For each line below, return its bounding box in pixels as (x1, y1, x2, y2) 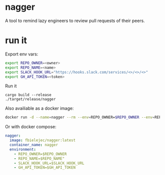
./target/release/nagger (5, 97, 56, 102)
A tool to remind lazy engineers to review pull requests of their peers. (5, 18, 145, 24)
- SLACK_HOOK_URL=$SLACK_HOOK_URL (14, 161, 84, 166)
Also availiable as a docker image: (5, 105, 74, 111)
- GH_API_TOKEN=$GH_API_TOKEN (14, 165, 76, 170)
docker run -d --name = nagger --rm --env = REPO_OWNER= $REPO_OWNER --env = (5, 115, 155, 120)
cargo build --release (5, 93, 52, 98)
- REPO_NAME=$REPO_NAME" (14, 156, 65, 161)
